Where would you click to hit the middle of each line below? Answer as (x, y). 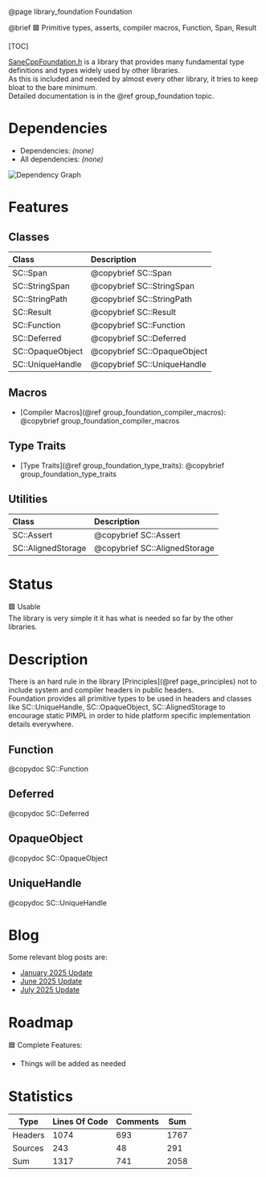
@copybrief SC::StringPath (141, 299)
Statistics (41, 1096)
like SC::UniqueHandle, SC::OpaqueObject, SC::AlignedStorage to (117, 707)
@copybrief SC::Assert (137, 535)
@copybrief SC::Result (133, 312)
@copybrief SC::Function (138, 325)
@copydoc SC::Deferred (49, 813)
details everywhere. (41, 724)
